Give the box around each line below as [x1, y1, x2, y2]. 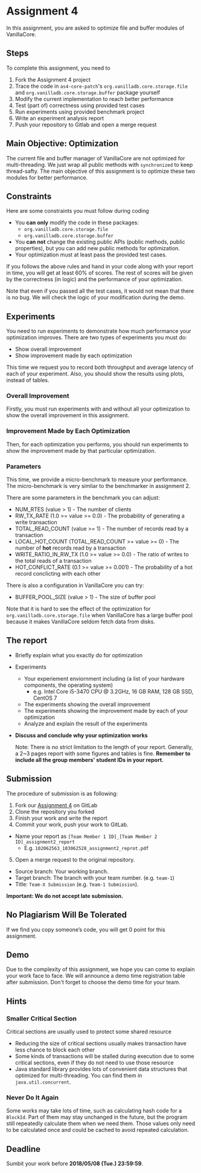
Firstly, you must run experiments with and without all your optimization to [6, 405, 190, 412]
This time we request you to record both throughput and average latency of [6, 364, 194, 371]
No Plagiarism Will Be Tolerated [6, 910, 127, 920]
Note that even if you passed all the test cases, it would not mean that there [6, 287, 194, 294]
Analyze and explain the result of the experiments [24, 720, 148, 727]
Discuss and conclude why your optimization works [14, 732, 148, 739]
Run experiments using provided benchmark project [14, 108, 145, 115]
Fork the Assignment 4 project [14, 76, 91, 83]
